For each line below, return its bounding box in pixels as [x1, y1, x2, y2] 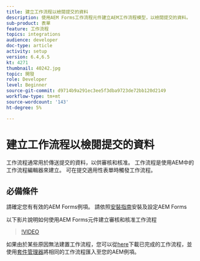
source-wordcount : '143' [6, 99, 69, 105]
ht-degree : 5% [6, 104, 42, 111]
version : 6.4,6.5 [6, 54, 50, 60]
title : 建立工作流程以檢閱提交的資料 [6, 8, 89, 15]
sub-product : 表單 [6, 20, 51, 26]
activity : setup [6, 48, 47, 55]
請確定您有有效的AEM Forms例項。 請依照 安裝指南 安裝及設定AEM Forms [6, 203, 187, 211]
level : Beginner [6, 82, 47, 88]
